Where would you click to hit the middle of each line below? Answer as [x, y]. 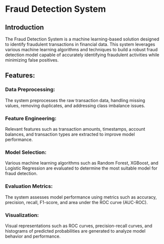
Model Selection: [26, 152]
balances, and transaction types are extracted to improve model [70, 134]
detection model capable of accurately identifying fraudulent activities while [82, 55]
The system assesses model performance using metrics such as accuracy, [81, 197]
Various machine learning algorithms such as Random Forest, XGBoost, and [82, 163]
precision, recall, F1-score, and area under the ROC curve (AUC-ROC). [76, 202]
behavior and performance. [33, 236]
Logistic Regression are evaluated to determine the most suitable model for [81, 168]
